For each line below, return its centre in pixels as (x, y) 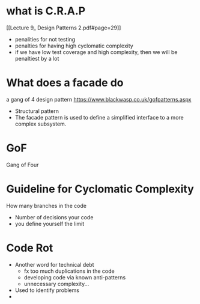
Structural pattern (37, 111)
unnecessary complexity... (56, 284)
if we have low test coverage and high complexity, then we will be (96, 52)
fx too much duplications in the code (69, 271)
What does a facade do (65, 83)
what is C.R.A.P (46, 11)
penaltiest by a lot (37, 58)
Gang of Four (23, 165)
